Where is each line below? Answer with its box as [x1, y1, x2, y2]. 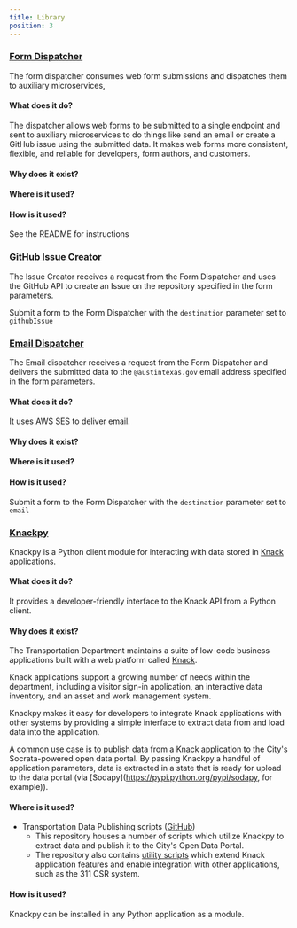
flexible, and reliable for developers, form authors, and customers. [9, 148, 251, 159]
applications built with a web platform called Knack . [9, 655, 198, 666]
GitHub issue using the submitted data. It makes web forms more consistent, [9, 139, 289, 149]
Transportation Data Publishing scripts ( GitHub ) [21, 822, 196, 832]
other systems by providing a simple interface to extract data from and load [9, 717, 285, 728]
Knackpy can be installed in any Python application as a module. [9, 909, 245, 919]
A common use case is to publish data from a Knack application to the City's [9, 744, 288, 754]
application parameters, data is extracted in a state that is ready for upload [9, 763, 282, 774]
